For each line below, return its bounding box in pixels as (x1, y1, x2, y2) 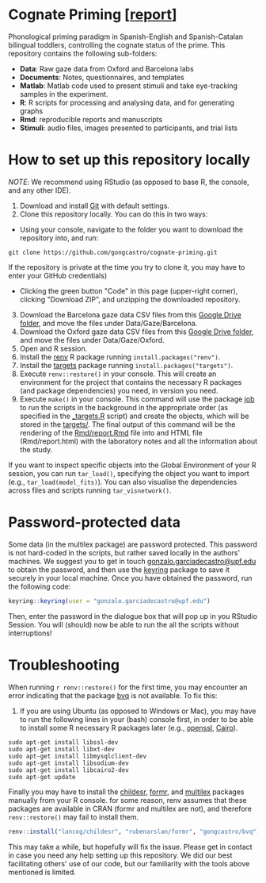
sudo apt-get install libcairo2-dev (8, 766, 129, 774)
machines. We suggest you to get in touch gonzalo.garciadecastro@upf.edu (8, 556, 256, 566)
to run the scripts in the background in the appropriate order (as (19, 402, 228, 412)
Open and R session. (19, 344, 88, 353)
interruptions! (8, 628, 52, 638)
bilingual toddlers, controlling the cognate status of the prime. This (8, 40, 226, 49)
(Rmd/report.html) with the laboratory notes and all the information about (19, 436, 258, 446)
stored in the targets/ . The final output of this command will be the (19, 419, 236, 429)
